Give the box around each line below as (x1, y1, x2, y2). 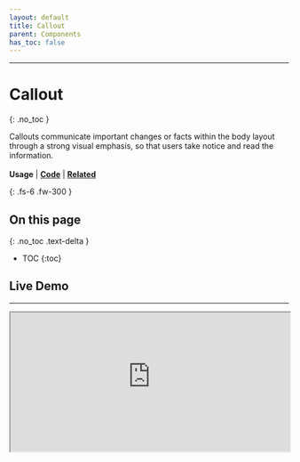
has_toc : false (9, 37, 66, 47)
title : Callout (9, 21, 66, 30)
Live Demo (9, 279, 69, 294)
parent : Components (9, 29, 82, 38)
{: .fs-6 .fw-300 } (9, 186, 73, 197)
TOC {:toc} (21, 253, 62, 263)
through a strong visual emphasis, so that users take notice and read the (9, 141, 274, 151)
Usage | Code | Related (9, 169, 97, 180)
